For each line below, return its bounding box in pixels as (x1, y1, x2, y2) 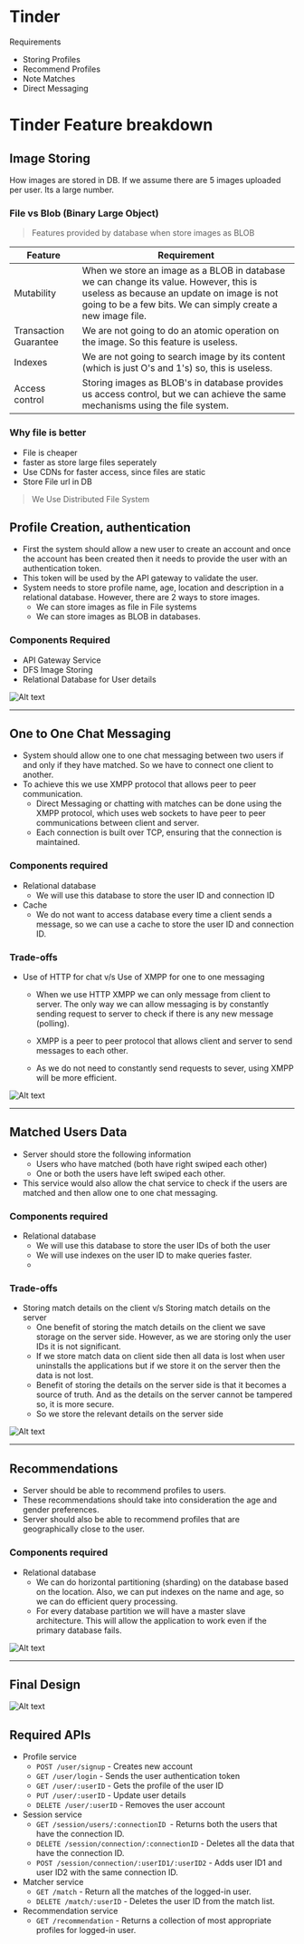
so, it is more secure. (35, 1399, 115, 1410)
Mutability (14, 287, 57, 300)
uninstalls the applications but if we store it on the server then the (35, 1360, 280, 1371)
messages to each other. (35, 1045, 128, 1056)
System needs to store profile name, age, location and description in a (22, 582, 285, 593)
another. (22, 769, 54, 781)
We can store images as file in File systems (35, 601, 197, 613)
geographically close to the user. (22, 1523, 145, 1534)
